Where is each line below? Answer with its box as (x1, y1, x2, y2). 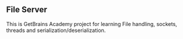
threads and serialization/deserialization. (6, 27, 106, 34)
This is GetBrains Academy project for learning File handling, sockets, (6, 20, 178, 27)
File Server (6, 5, 48, 15)
